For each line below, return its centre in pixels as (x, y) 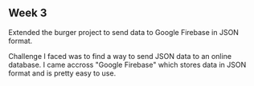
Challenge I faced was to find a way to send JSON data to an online (120, 56)
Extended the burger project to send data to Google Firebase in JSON (124, 32)
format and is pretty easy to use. (62, 73)
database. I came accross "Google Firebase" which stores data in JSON (127, 64)
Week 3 (28, 13)
